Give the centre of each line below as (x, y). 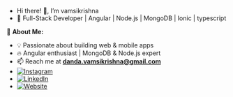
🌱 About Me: (25, 32)
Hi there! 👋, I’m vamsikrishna (58, 11)
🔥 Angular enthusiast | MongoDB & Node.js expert (89, 53)
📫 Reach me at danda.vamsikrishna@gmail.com (89, 61)
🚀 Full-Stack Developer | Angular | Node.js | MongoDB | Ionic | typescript (121, 18)
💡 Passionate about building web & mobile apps (85, 45)
